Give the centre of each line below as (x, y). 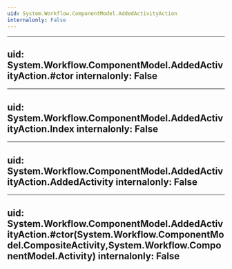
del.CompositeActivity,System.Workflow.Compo (114, 246)
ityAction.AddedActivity (60, 182)
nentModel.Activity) (52, 256)
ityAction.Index (41, 129)
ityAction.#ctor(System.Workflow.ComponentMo (116, 235)
